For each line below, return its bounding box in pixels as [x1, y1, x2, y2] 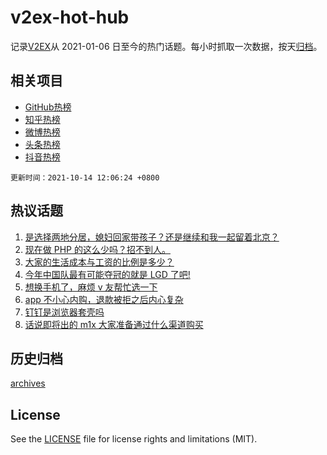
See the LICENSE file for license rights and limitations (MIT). [10, 433, 258, 445]
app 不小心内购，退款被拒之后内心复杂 [24, 293, 184, 305]
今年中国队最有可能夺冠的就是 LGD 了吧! [24, 268, 191, 280]
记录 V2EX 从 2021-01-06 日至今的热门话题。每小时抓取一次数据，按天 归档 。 [10, 40, 323, 52]
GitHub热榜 [24, 101, 72, 113]
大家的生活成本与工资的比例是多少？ [24, 256, 175, 268]
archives [10, 377, 46, 390]
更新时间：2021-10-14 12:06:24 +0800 [10, 172, 160, 183]
